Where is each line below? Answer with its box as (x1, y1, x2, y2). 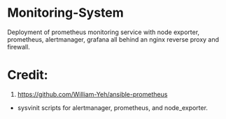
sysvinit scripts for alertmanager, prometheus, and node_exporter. (17, 103, 209, 112)
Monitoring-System (7, 5, 124, 21)
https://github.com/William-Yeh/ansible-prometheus (17, 90, 168, 98)
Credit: (7, 68, 48, 83)
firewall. (7, 42, 30, 51)
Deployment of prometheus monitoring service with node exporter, (7, 28, 200, 36)
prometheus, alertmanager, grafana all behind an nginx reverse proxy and (7, 35, 219, 43)
